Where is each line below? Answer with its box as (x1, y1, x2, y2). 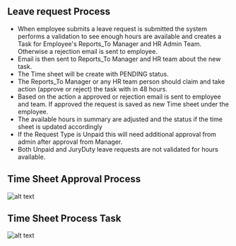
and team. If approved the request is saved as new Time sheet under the (17, 99, 230, 108)
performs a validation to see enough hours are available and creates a (17, 32, 222, 40)
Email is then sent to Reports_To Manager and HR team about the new (17, 55, 221, 63)
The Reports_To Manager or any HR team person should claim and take (17, 77, 225, 86)
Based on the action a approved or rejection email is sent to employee (17, 92, 221, 101)
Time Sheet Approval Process (7, 173, 141, 185)
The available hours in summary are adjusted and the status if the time (17, 115, 223, 123)
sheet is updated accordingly (17, 122, 102, 130)
